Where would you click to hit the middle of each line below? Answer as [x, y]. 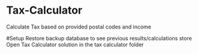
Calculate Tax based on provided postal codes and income [79, 27]
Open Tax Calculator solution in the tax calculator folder [75, 45]
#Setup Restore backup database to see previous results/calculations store [99, 38]
